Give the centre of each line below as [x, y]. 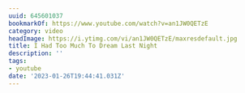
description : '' [36, 53]
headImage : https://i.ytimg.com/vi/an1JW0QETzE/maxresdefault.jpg [123, 38]
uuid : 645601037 [36, 16]
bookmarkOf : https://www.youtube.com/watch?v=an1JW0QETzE [108, 23]
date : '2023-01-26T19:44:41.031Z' [67, 76]
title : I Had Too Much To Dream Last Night [83, 46]
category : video [36, 31]
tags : [17, 61]
